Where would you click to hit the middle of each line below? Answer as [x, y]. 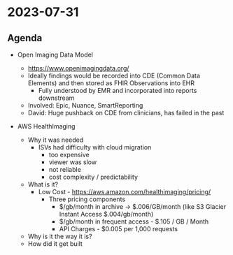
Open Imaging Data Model [55, 54]
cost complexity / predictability [93, 177]
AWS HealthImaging [46, 126]
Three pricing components [87, 199]
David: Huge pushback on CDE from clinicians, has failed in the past [126, 113]
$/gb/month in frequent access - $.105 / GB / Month [134, 221]
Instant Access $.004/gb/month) [106, 214]
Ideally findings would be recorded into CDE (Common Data [114, 75]
